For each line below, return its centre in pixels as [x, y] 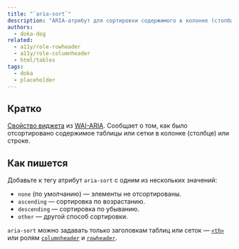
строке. [19, 141]
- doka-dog [30, 34]
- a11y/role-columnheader [52, 54]
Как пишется [38, 163]
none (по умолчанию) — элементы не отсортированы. [100, 194]
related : [20, 40]
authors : [20, 27]
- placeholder [34, 80]
